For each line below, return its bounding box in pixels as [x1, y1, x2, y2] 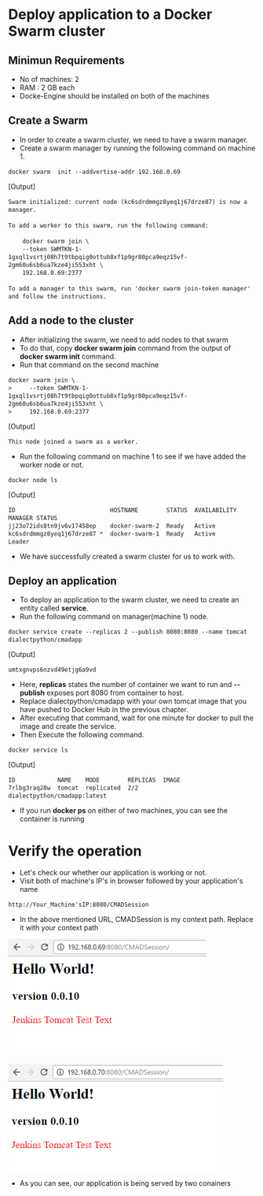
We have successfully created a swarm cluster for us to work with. [19, 552, 236, 561]
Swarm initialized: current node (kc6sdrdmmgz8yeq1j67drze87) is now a [8, 198, 247, 206]
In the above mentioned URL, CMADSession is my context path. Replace [19, 915, 254, 924]
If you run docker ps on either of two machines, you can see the [19, 806, 228, 815]
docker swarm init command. [19, 351, 116, 361]
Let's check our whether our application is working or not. [19, 868, 207, 878]
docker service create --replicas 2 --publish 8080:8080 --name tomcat [8, 628, 247, 636]
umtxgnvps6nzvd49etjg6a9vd [8, 666, 97, 674]
